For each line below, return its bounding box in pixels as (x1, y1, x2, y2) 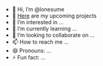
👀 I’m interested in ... (12, 19, 64, 25)
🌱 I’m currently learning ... (12, 25, 77, 32)
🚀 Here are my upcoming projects (12, 12, 97, 19)
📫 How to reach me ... (12, 38, 69, 45)
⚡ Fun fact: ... (12, 54, 46, 61)
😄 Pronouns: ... (12, 47, 52, 54)
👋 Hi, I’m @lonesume (12, 6, 65, 13)
